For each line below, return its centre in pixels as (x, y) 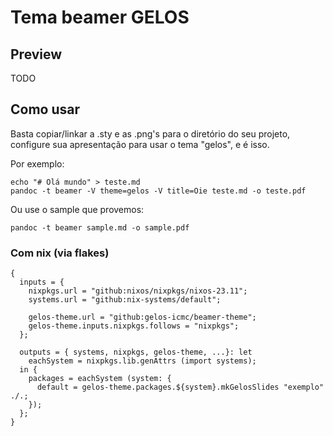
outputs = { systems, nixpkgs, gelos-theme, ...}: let (136, 352)
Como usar (45, 109)
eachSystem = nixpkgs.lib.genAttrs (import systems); (142, 361)
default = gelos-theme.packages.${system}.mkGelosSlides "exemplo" (180, 387)
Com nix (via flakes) (60, 253)
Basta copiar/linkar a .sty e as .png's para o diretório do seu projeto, (150, 133)
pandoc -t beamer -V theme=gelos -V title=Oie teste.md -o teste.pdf (158, 191)
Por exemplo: (37, 163)
